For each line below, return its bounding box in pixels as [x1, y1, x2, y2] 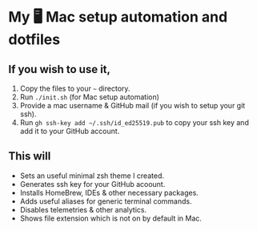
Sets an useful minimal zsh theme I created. [19, 171, 164, 180]
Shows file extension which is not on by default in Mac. [19, 213, 203, 223]
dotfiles [8, 30, 61, 49]
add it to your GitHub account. [19, 127, 120, 136]
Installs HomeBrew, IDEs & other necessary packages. [19, 188, 199, 197]
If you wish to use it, [8, 63, 110, 76]
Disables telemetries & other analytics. [19, 205, 147, 214]
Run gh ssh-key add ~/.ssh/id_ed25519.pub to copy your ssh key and [19, 118, 250, 127]
